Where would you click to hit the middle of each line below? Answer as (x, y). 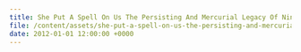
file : (19, 26)
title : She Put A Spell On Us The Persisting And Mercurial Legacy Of (144, 17)
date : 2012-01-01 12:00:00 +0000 (72, 33)
